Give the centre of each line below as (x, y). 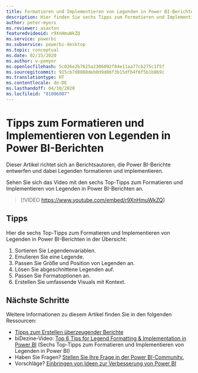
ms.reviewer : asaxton (33, 28)
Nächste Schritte (38, 300)
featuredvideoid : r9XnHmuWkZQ (43, 34)
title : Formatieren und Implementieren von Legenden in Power (84, 12)
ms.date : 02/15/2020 (32, 55)
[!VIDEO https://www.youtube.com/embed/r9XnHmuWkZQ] (93, 200)
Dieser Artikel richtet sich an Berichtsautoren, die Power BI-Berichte (88, 164)
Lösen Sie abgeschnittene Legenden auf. (65, 269)
